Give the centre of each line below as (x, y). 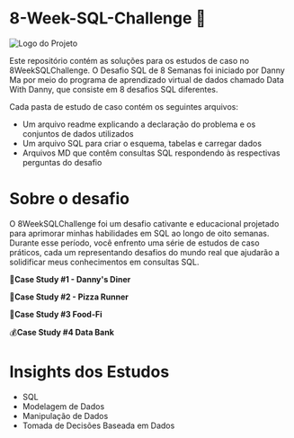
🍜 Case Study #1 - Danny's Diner (70, 279)
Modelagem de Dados (63, 406)
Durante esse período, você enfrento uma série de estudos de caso (134, 243)
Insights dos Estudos (89, 372)
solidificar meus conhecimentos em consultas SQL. (104, 262)
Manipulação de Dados (65, 416)
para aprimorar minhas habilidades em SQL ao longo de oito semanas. (139, 233)
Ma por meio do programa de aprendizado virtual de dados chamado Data (147, 79)
